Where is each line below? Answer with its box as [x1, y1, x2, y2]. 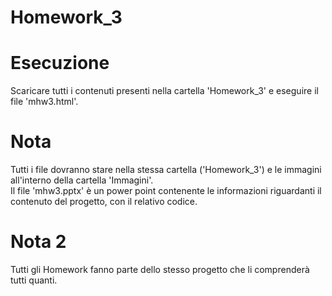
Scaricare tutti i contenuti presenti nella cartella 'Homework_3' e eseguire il [10, 85, 319, 97]
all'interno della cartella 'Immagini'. [10, 174, 154, 186]
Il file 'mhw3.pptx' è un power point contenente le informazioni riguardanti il [10, 185, 322, 197]
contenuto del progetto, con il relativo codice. [10, 196, 198, 208]
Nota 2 [10, 231, 67, 253]
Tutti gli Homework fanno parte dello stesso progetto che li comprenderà [10, 264, 310, 275]
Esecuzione [10, 52, 110, 75]
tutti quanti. [10, 274, 58, 286]
